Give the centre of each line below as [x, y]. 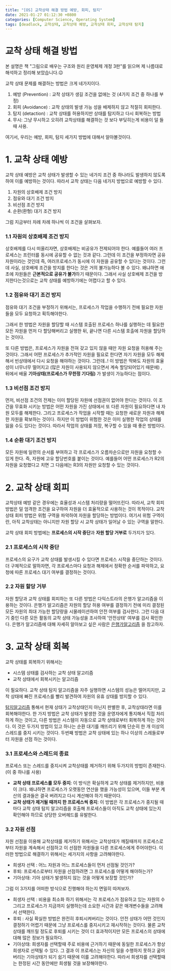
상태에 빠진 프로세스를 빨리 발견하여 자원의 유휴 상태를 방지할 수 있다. [79, 696]
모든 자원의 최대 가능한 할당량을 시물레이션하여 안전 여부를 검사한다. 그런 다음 [82, 611]
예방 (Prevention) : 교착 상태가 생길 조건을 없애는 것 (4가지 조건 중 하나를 [86, 94]
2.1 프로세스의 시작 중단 [32, 547]
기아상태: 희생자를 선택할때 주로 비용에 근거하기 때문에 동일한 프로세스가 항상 [89, 944]
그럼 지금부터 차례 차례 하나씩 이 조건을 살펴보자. [54, 222]
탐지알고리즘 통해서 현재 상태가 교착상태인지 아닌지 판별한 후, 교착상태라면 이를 [84, 707]
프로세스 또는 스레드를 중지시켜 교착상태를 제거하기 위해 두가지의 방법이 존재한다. [86, 766]
